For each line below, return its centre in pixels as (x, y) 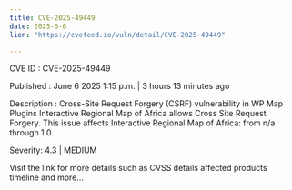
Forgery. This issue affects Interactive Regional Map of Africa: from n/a (142, 123)
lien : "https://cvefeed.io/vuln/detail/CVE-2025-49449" (117, 35)
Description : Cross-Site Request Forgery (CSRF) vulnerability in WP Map (146, 104)
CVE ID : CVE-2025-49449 (60, 68)
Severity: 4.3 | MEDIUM (53, 150)
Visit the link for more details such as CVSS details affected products (138, 168)
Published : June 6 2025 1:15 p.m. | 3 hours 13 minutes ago (120, 86)
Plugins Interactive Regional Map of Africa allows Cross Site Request (138, 114)
